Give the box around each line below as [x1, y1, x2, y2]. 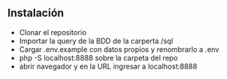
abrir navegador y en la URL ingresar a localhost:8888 [18, 61, 197, 71]
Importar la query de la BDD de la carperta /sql [18, 36, 173, 45]
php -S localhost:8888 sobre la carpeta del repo [18, 53, 178, 62]
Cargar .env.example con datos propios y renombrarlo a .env [18, 44, 220, 54]
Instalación [7, 6, 65, 20]
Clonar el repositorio [18, 27, 87, 37]
